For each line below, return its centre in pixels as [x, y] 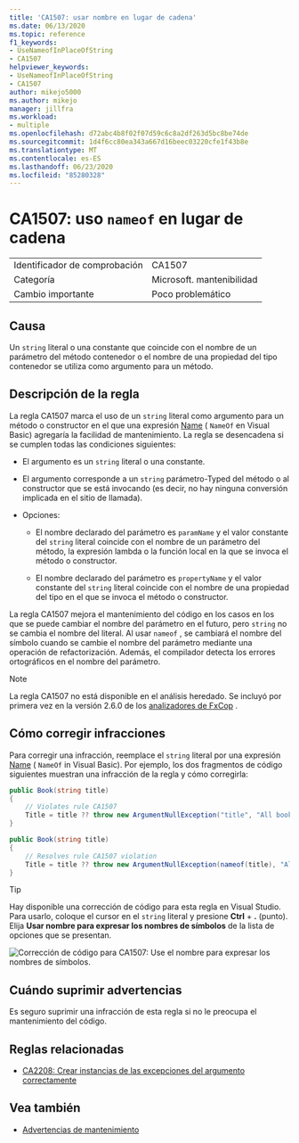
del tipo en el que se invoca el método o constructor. [132, 596]
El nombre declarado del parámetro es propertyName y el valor [149, 578]
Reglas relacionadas [67, 1049]
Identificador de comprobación [79, 266]
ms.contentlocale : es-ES [55, 158]
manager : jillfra [41, 109]
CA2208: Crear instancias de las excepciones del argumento [133, 1070]
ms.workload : [33, 117]
